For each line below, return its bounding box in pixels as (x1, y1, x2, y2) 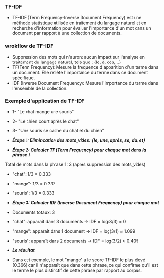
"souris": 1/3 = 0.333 (12, 190, 55, 196)
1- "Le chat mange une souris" (12, 108, 74, 114)
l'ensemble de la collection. (12, 85, 68, 91)
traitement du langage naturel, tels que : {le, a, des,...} (12, 59, 121, 65)
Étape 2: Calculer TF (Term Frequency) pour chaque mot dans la (12, 147, 147, 153)
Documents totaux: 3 (12, 209, 55, 215)
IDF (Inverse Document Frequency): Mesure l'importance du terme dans (12, 80, 158, 86)
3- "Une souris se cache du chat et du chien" (12, 127, 104, 133)
